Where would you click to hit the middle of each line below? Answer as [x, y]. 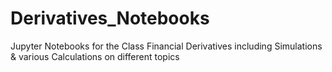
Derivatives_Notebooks [110, 18]
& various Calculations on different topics [95, 56]
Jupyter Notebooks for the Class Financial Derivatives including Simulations [166, 46]
